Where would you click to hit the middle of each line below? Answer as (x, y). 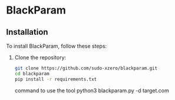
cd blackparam (32, 74)
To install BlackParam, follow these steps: (57, 46)
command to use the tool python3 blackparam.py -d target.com (92, 90)
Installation (27, 32)
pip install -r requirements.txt (56, 79)
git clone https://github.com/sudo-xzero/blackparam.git (86, 68)
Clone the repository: (40, 57)
